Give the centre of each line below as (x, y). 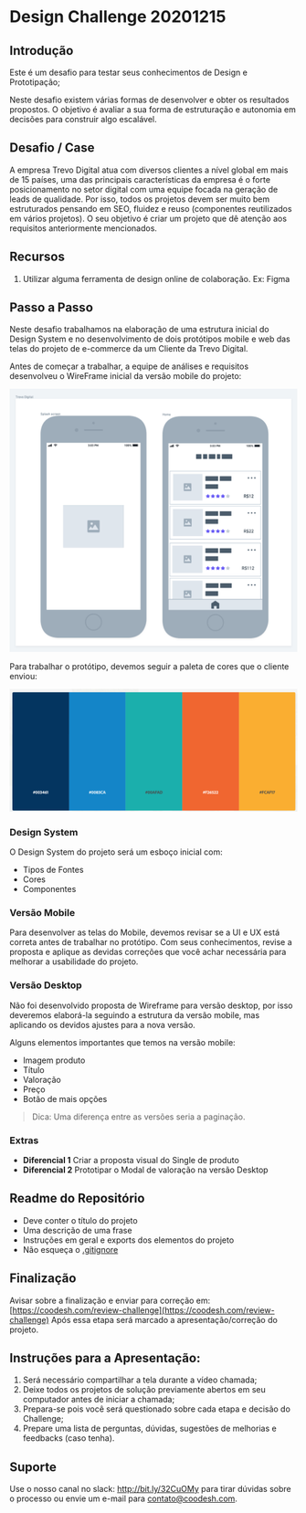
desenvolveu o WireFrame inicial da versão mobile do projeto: (126, 376)
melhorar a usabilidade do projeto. (74, 961)
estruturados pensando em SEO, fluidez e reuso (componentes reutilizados (151, 208)
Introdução (42, 51)
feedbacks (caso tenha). (69, 1438)
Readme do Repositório (77, 1198)
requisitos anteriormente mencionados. (84, 228)
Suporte (33, 1467)
